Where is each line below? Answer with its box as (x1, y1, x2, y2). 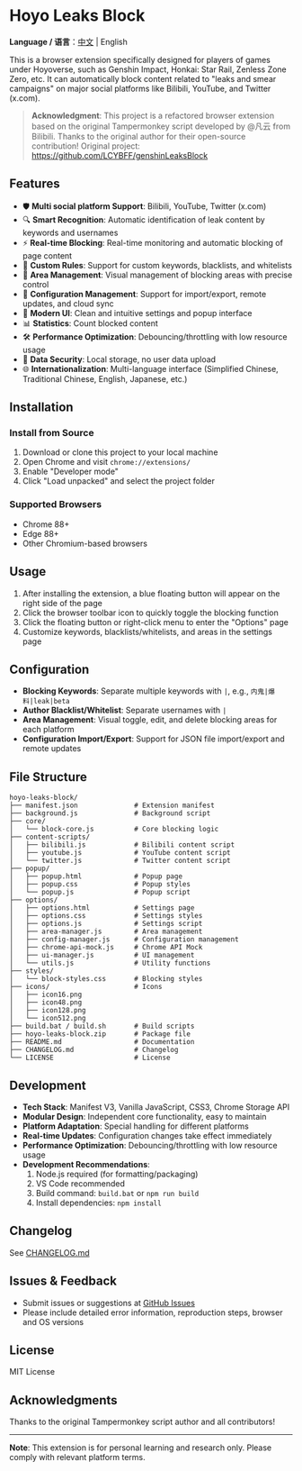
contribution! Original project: (31, 141, 141, 151)
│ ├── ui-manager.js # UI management (9, 951, 195, 960)
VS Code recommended (35, 1177, 126, 1189)
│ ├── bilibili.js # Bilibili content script (9, 840, 235, 849)
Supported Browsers (9, 498, 102, 511)
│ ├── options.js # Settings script (9, 920, 203, 929)
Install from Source (9, 427, 94, 440)
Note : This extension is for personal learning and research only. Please (9, 1442, 272, 1453)
